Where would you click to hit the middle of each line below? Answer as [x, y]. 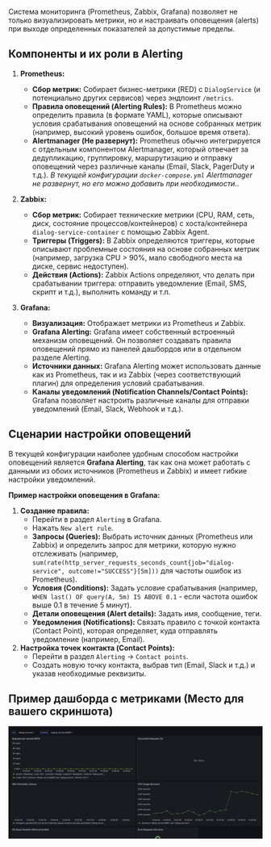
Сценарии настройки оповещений [100, 434]
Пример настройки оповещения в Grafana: [84, 494]
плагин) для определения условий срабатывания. [118, 383]
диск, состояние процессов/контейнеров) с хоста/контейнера [140, 223]
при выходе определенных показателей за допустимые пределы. [122, 29]
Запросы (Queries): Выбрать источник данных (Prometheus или [142, 536]
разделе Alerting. [61, 357]
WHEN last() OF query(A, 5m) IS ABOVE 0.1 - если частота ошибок [145, 596]
